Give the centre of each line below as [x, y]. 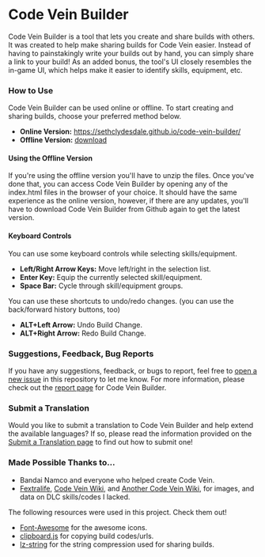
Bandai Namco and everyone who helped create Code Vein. [117, 479]
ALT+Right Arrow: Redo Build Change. [83, 333]
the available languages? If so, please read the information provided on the [130, 434]
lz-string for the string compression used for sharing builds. [117, 544]
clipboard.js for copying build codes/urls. [87, 536]
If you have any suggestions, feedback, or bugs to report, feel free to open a [132, 370]
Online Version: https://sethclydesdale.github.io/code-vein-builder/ [130, 131]
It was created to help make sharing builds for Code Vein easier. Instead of [130, 44]
